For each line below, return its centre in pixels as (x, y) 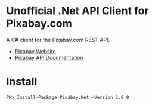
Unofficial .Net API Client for (77, 11)
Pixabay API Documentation (49, 57)
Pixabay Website (35, 51)
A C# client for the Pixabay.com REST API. (58, 40)
